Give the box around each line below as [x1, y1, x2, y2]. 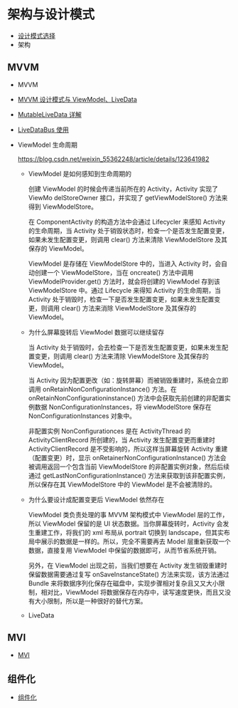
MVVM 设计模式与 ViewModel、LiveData [17, 95, 137, 103]
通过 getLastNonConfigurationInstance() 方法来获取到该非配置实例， [28, 471, 229, 479]
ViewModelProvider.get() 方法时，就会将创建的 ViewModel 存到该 [28, 277, 220, 286]
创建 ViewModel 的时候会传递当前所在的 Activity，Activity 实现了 [28, 184, 219, 193]
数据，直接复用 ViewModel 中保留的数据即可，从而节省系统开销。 [28, 546, 221, 554]
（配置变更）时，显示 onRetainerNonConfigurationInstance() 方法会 [28, 453, 227, 462]
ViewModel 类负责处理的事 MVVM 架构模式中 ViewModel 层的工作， [28, 510, 229, 519]
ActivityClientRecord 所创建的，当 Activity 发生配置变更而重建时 [28, 435, 215, 444]
